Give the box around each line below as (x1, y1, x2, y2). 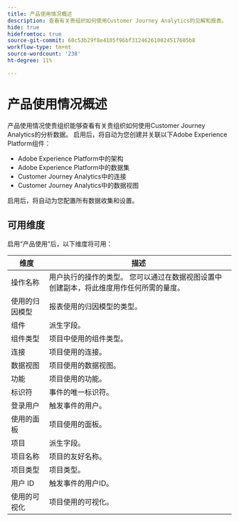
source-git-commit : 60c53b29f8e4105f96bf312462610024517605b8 (7, 37, 196, 44)
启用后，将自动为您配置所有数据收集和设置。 (7, 196, 139, 204)
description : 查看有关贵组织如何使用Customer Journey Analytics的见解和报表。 (7, 17, 228, 24)
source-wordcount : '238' (7, 51, 81, 58)
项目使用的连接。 (48, 347, 107, 357)
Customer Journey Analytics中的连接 (17, 172, 127, 181)
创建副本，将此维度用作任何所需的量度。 (48, 283, 185, 293)
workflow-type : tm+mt (7, 44, 72, 51)
